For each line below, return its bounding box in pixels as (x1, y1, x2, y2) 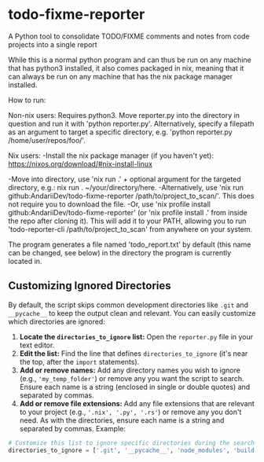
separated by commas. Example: (19, 423, 126, 433)
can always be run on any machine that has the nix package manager (8, 71, 233, 81)
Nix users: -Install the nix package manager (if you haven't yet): (8, 151, 214, 160)
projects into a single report (8, 39, 97, 49)
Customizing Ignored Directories (8, 279, 171, 292)
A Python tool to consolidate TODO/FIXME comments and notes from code (8, 31, 250, 41)
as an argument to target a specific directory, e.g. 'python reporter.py (8, 127, 233, 137)
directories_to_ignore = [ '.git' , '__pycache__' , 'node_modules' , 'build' (8, 446, 258, 454)
